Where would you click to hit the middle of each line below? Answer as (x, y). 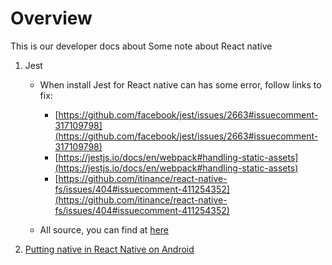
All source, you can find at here (104, 229)
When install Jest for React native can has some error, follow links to (180, 84)
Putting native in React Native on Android (109, 249)
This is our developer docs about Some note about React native (141, 46)
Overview (51, 18)
